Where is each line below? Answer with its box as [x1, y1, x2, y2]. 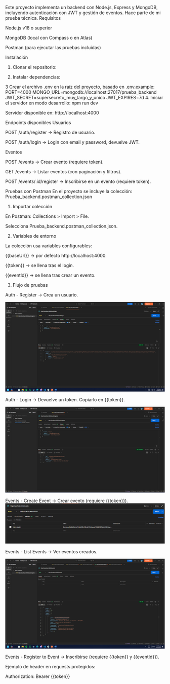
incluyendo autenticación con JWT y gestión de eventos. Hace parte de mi [5, 10, 161, 16]
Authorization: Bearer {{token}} [5, 673, 70, 679]
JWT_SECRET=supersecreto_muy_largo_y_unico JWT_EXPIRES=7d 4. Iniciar [5, 95, 163, 100]
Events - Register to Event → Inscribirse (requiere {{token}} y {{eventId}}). [5, 654, 159, 660]
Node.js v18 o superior [5, 25, 52, 31]
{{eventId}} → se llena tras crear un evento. [5, 272, 96, 278]
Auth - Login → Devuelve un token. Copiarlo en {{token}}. [5, 396, 125, 402]
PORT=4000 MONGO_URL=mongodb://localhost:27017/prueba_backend [5, 89, 157, 95]
